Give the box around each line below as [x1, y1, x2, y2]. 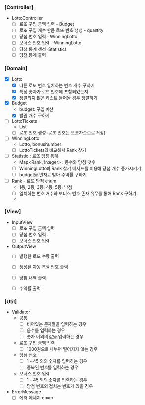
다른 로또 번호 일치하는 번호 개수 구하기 [19, 82, 95, 88]
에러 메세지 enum [19, 395, 53, 401]
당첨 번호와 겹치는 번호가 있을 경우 [26, 383, 93, 389]
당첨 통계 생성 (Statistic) [19, 46, 67, 52]
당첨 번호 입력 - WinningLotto [19, 34, 78, 40]
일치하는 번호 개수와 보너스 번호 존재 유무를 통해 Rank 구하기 [19, 190, 137, 196]
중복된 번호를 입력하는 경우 [26, 364, 79, 370]
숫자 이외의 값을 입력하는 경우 [26, 334, 84, 340]
